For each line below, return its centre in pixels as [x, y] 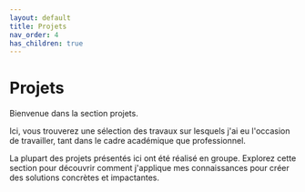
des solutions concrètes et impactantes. [84, 177]
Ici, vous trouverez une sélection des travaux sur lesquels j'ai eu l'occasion [150, 131]
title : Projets [38, 26]
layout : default [40, 18]
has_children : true [46, 43]
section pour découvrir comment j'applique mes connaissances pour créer [149, 168]
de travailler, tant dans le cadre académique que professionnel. [127, 141]
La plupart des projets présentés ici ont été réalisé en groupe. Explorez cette [153, 158]
